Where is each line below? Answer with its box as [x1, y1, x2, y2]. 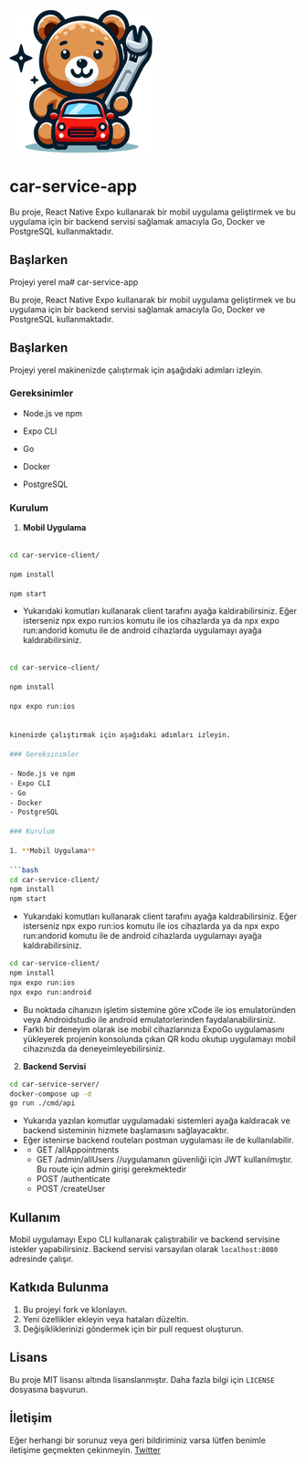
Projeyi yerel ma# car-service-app [9, 276, 139, 288]
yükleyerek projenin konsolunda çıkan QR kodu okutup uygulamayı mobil [22, 1033, 297, 1044]
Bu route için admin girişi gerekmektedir [36, 1164, 187, 1174]
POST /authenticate [36, 1174, 111, 1185]
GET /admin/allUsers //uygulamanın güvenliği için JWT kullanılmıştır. [36, 1154, 293, 1165]
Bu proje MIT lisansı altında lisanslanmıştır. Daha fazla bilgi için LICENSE [9, 1374, 276, 1385]
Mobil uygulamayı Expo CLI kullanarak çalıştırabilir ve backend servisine [9, 1234, 280, 1245]
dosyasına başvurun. [9, 1384, 89, 1395]
